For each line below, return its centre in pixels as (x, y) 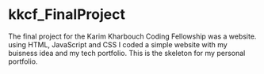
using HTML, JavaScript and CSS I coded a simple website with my (118, 44)
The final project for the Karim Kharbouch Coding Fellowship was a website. (132, 36)
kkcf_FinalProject (67, 15)
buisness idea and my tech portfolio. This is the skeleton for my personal (127, 53)
